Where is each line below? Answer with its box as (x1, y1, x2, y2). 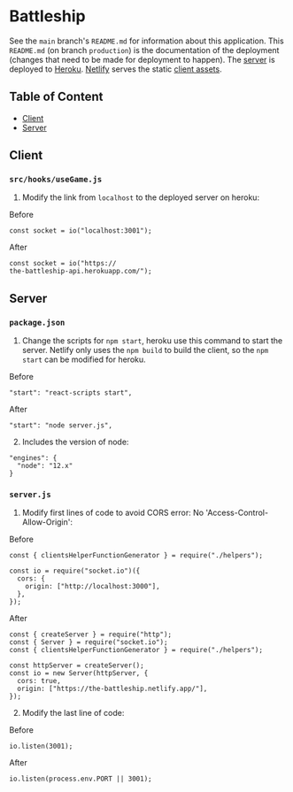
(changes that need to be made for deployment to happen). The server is (9, 54, 276, 65)
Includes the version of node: (21, 436, 129, 448)
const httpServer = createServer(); (9, 661, 144, 670)
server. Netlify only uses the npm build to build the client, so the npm (21, 345, 269, 356)
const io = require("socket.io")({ (9, 566, 141, 576)
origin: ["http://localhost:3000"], (25, 582, 161, 591)
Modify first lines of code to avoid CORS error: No (21, 507, 204, 519)
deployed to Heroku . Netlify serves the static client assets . (9, 64, 223, 74)
